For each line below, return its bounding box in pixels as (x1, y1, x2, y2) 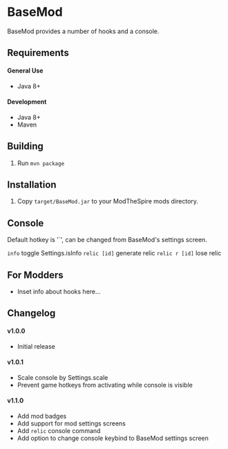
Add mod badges (17, 412, 67, 420)
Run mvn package (17, 158, 65, 167)
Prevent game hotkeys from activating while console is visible (17, 381, 193, 389)
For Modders (7, 269, 64, 281)
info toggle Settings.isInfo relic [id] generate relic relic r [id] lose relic (7, 249, 222, 257)
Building (7, 140, 44, 152)
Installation (7, 178, 57, 190)
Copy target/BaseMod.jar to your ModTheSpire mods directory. (17, 197, 199, 205)
